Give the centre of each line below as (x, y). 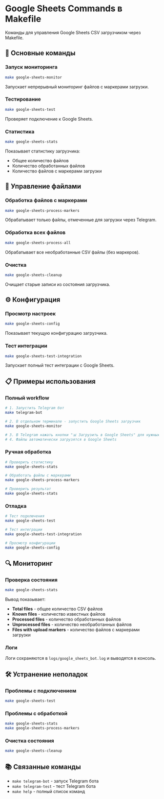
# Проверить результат (28, 489)
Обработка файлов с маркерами (46, 200)
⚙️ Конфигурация (33, 300)
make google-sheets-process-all (38, 243)
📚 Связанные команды (43, 767)
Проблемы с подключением (41, 691)
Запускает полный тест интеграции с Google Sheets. (60, 365)
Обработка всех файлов (35, 232)
